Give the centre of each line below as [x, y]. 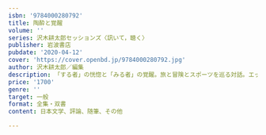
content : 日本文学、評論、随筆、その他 [65, 112]
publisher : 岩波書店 [40, 45]
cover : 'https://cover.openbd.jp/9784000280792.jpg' [97, 60]
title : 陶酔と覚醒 [36, 23]
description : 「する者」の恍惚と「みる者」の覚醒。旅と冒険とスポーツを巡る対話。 [129, 75]
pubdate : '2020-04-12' [46, 52]
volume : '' [26, 30]
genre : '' [25, 89]
